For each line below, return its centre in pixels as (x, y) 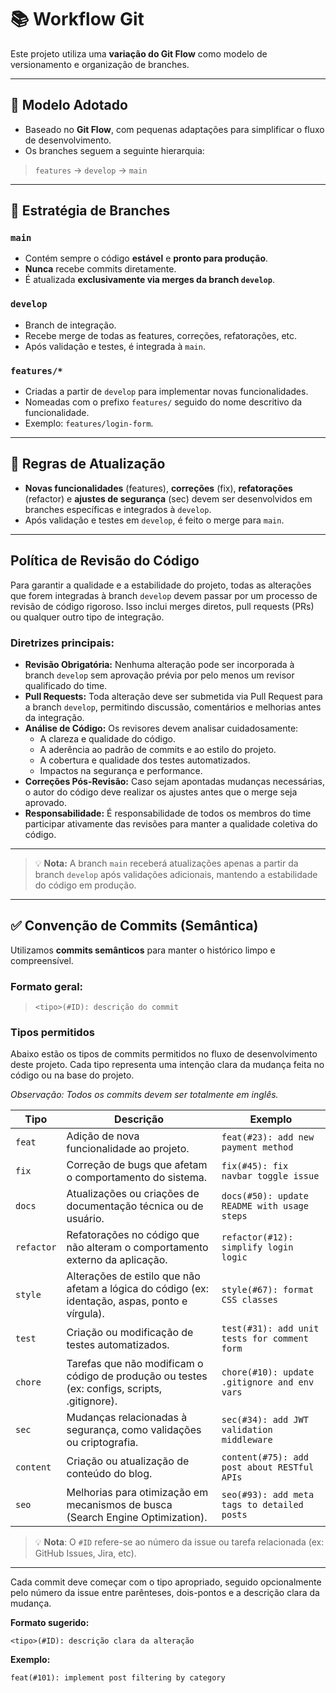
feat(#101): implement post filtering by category (118, 1678)
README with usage (265, 1206)
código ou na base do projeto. (72, 1075)
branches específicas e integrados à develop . (118, 509)
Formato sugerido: (50, 1623)
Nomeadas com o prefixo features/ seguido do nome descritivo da (163, 402)
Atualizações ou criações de (133, 1194)
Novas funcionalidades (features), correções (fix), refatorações (158, 488)
